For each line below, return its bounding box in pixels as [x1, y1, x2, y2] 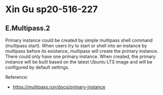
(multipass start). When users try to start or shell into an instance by [5, 43, 147, 49]
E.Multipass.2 [5, 24, 51, 33]
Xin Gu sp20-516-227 [5, 4, 98, 15]
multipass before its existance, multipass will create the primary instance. [5, 48, 158, 54]
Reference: [5, 74, 28, 80]
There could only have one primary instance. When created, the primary [5, 53, 156, 59]
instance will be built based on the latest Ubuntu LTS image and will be [5, 59, 153, 65]
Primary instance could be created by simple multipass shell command [5, 37, 153, 43]
